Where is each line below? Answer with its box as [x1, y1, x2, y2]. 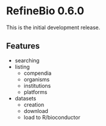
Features [6, 41, 40, 51]
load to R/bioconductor [23, 114, 80, 121]
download [23, 107, 49, 114]
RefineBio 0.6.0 [6, 4, 85, 18]
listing [14, 63, 30, 70]
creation [23, 101, 45, 108]
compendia [23, 70, 52, 77]
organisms [23, 75, 50, 83]
